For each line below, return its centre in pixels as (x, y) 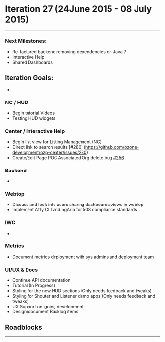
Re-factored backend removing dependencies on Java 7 (69, 52)
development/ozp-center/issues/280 (49, 152)
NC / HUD (17, 102)
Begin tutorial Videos (33, 113)
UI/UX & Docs (22, 270)
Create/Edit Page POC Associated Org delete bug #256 (68, 157)
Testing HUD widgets (34, 118)
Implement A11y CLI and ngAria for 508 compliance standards (75, 210)
